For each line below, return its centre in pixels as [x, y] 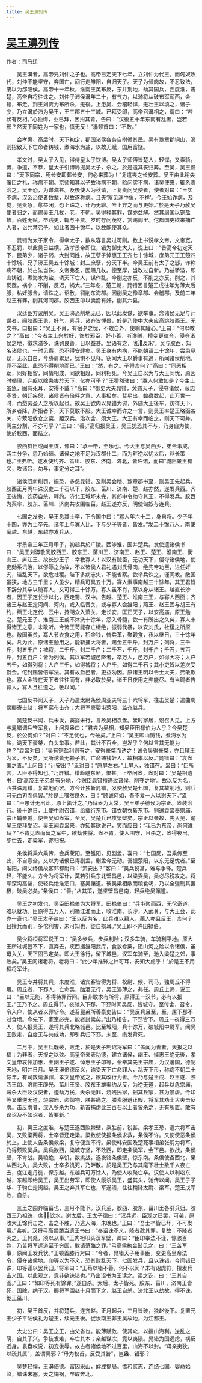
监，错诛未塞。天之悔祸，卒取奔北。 [51, 1373]
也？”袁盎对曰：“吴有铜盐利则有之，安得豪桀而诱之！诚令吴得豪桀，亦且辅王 [101, 750]
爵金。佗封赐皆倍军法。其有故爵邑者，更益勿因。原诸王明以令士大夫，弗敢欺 [101, 672]
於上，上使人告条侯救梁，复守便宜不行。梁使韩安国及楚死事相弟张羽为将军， [101, 1142]
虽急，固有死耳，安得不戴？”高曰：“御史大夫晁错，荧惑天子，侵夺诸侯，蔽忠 [101, 388]
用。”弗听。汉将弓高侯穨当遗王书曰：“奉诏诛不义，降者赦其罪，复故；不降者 [99, 1230]
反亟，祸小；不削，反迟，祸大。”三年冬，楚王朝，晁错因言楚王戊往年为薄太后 [101, 285]
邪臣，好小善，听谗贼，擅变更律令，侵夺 [140, 335]
